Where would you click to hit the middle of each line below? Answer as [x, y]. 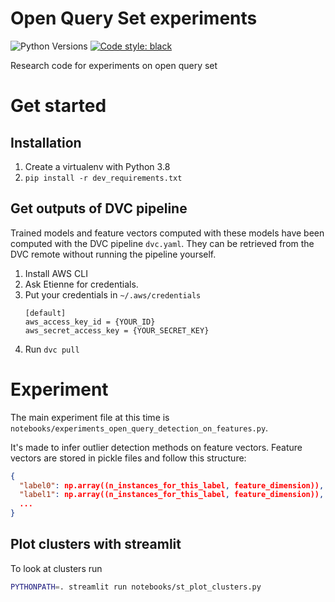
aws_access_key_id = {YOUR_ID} [90, 322]
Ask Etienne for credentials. [81, 284]
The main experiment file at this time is [90, 417]
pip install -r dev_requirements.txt [103, 178]
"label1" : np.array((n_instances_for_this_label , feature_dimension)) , [172, 495]
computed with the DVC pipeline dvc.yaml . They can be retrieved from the [162, 243]
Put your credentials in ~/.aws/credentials [113, 294]
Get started [58, 106]
